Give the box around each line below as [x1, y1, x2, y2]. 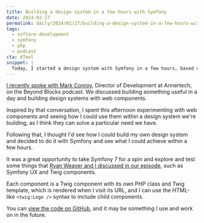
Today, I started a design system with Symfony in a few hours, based [12, 65, 194, 72]
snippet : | [6, 59, 34, 65]
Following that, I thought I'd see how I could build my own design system [6, 131, 188, 138]
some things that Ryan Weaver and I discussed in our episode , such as [6, 162, 183, 170]
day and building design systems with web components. [6, 95, 147, 102]
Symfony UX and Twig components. [6, 168, 97, 176]
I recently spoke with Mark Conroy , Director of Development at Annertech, [6, 82, 192, 89]
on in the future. [6, 211, 47, 219]
